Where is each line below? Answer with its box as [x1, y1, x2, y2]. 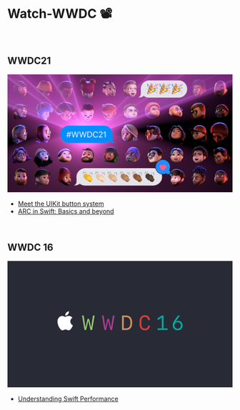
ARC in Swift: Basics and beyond [17, 207, 114, 216]
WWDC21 [7, 55, 51, 67]
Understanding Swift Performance [17, 394, 119, 404]
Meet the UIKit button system [17, 199, 104, 208]
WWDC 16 [7, 241, 54, 254]
